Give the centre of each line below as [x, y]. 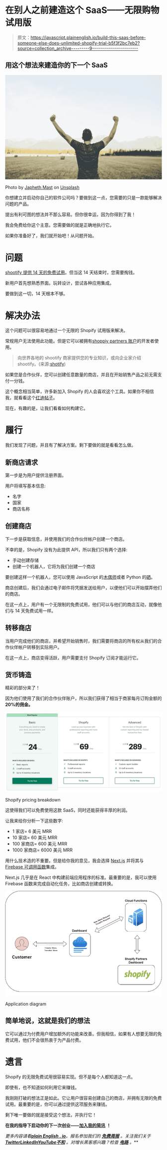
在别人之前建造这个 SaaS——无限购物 [82, 10]
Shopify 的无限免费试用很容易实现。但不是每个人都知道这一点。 [70, 1077]
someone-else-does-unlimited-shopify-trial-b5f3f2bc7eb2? [79, 43]
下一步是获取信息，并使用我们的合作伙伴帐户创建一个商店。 [66, 539]
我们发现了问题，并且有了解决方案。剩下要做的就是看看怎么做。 [70, 445]
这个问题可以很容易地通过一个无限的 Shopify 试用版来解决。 [67, 330]
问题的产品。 [18, 204]
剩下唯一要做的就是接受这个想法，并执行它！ [51, 1115]
